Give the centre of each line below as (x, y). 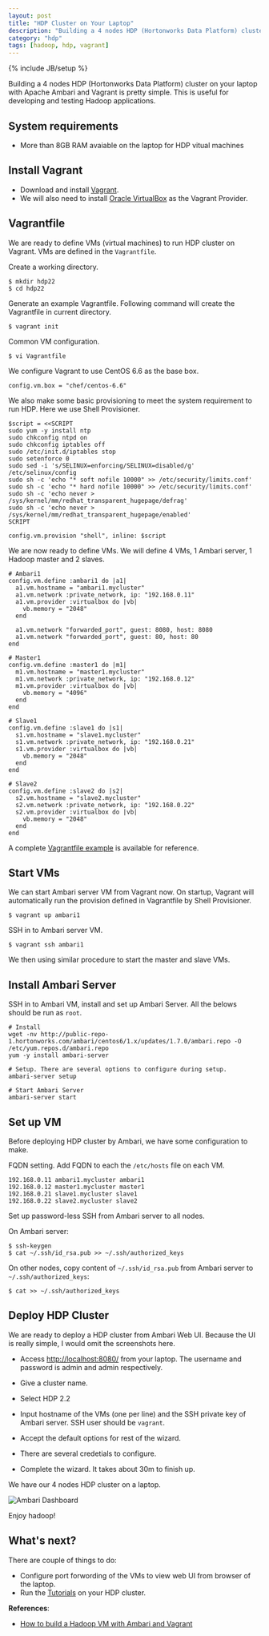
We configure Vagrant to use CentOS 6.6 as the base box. (104, 371)
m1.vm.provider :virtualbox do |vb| (76, 685)
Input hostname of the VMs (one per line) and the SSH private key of (133, 1413)
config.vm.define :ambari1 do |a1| (68, 581)
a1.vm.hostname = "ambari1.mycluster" (80, 588)
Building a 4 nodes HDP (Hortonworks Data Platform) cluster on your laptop (133, 84)
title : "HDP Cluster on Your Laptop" (71, 23)
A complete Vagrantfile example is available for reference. (104, 848)
